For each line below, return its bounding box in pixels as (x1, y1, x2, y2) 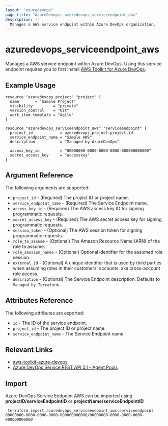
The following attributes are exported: (5, 310, 85, 316)
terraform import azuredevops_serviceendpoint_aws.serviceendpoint (7, 408, 154, 413)
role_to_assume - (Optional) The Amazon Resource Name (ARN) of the (12, 238, 160, 244)
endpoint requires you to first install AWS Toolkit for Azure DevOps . (5, 66, 147, 72)
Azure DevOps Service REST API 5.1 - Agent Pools (12, 364, 118, 371)
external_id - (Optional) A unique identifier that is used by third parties (12, 259, 162, 266)
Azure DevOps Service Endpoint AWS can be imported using (5, 393, 133, 399)
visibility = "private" (10, 103, 79, 108)
